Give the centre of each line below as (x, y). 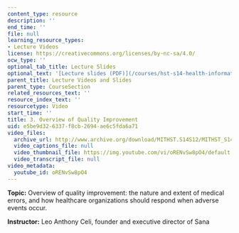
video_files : (27, 133)
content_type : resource (43, 14)
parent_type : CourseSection (49, 87)
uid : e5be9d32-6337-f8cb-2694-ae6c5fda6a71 (73, 126)
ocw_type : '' (27, 60)
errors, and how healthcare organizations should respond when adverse (113, 200)
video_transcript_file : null (57, 159)
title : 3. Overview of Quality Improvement (73, 119)
